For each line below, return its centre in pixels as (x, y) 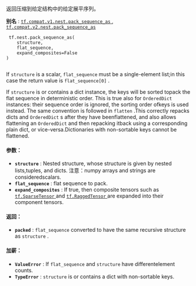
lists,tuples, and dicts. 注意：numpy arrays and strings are (85, 170)
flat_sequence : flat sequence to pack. (61, 183)
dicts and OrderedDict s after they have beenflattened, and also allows (91, 117)
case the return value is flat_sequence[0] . (58, 80)
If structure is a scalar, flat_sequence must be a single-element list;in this (96, 74)
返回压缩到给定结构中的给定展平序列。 (52, 9)
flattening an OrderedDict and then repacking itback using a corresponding (97, 123)
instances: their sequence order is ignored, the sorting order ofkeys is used (97, 104)
